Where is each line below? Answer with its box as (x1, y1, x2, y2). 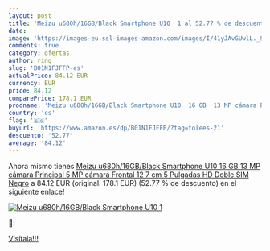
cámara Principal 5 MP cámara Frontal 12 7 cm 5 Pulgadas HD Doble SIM (8, 170, 249, 179)
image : (8, 34, 31, 43)
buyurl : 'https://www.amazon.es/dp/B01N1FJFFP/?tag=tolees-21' (8, 124, 225, 132)
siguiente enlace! (8, 187, 65, 196)
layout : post (8, 11, 52, 20)
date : (8, 27, 27, 35)
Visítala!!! (8, 233, 39, 243)
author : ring (8, 57, 52, 65)
